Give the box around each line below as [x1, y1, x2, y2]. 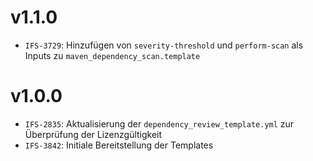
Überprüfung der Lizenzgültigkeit [24, 128, 163, 140]
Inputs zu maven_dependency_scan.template [24, 49, 201, 61]
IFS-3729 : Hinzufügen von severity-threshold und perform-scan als [24, 39, 304, 51]
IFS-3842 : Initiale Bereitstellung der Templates [24, 139, 214, 151]
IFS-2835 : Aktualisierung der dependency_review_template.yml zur [24, 117, 295, 130]
